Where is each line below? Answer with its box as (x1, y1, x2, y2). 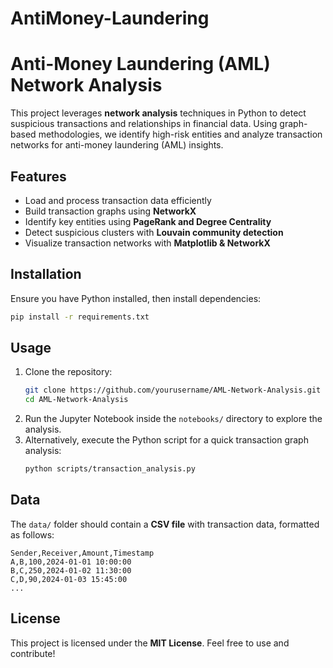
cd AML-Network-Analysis (24, 395, 129, 405)
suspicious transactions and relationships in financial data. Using (10, 118, 278, 130)
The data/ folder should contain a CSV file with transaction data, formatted (10, 518, 320, 530)
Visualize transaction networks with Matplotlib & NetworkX (24, 237, 271, 249)
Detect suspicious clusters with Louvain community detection (24, 226, 284, 238)
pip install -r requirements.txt (10, 312, 150, 322)
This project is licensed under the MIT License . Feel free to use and (10, 637, 290, 649)
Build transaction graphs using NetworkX (24, 205, 197, 217)
